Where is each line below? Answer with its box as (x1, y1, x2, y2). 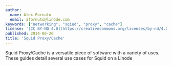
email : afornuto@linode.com (10, 17, 70, 22)
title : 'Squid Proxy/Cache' (5, 36, 66, 41)
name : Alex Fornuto (10, 12, 52, 17)
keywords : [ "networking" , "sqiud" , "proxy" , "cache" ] (5, 21, 123, 27)
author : (5, 7, 22, 13)
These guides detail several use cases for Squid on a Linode (5, 55, 133, 61)
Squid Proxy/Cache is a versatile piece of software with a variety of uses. (5, 49, 160, 56)
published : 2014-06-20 (5, 31, 54, 36)
